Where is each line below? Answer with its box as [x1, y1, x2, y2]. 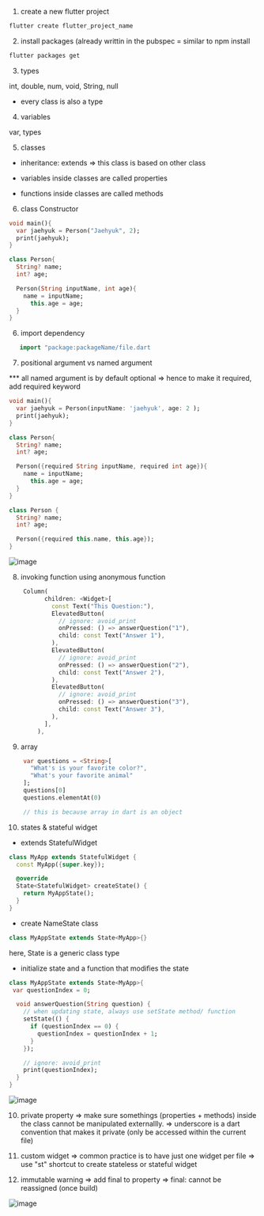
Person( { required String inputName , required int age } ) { [16, 462, 208, 470]
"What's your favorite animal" [29, 772, 134, 780]
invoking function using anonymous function [20, 572, 166, 581]
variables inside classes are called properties [20, 173, 168, 183]
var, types [9, 127, 42, 137]
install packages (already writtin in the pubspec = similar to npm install [20, 36, 251, 46]
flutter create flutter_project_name [9, 22, 134, 30]
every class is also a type [20, 97, 104, 106]
